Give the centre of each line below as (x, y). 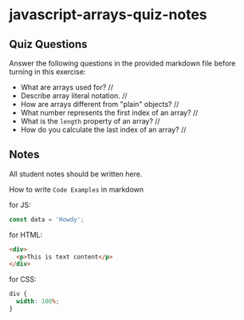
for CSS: (23, 279)
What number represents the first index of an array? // (109, 113)
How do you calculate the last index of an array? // (103, 130)
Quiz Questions (48, 44)
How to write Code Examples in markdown (77, 189)
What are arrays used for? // (67, 87)
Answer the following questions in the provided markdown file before (122, 63)
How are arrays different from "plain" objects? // (100, 104)
